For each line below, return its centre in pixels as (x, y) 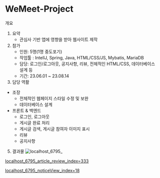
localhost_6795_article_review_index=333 (47, 161)
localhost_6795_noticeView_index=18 (42, 170)
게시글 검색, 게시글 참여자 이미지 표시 (55, 129)
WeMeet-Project (39, 9)
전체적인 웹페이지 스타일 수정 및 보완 (54, 98)
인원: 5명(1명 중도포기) (41, 52)
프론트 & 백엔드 (27, 110)
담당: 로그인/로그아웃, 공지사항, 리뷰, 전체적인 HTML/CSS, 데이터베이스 (87, 64)
